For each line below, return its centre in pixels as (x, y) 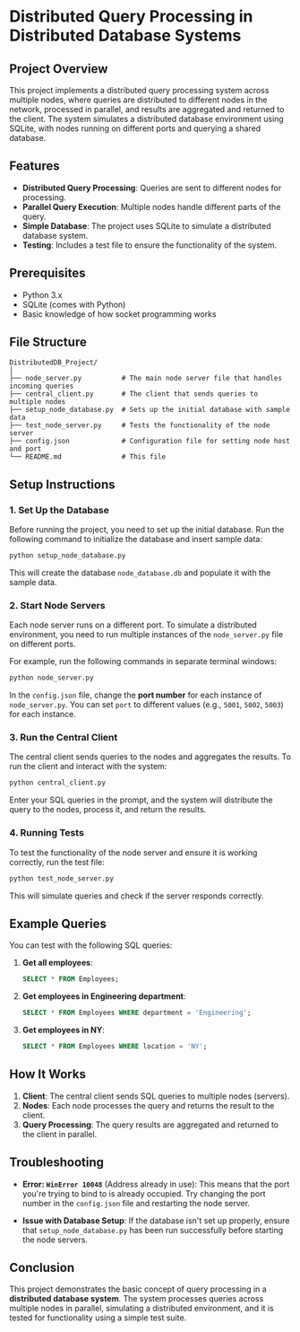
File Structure (48, 342)
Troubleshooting (57, 1163)
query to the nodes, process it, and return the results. (108, 810)
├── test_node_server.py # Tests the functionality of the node (140, 425)
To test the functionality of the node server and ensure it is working (133, 852)
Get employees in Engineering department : (104, 996)
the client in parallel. (60, 1134)
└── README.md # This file (88, 457)
